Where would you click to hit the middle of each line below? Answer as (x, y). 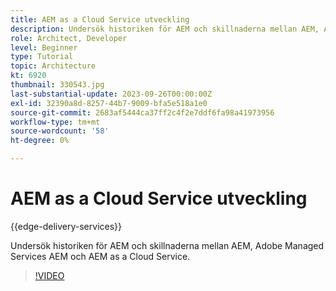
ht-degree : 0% (40, 141)
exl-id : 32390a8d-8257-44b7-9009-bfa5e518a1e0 (109, 103)
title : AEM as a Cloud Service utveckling (100, 19)
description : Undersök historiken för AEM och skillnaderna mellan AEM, (165, 29)
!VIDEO (49, 275)
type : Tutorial (42, 57)
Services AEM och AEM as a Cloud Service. (100, 256)
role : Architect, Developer (69, 38)
